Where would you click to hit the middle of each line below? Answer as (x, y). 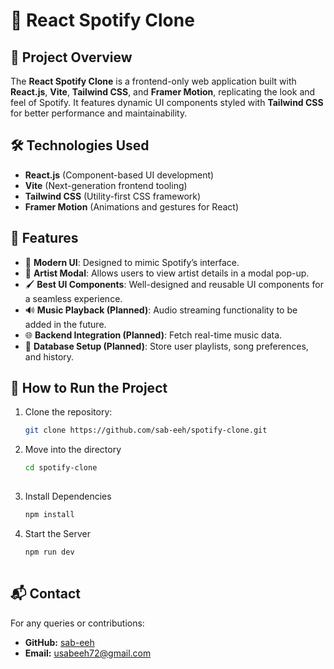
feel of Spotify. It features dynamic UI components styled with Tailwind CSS (167, 102)
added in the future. (65, 324)
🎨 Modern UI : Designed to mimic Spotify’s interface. (132, 262)
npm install (49, 515)
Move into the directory (73, 450)
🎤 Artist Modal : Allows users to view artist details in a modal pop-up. (167, 273)
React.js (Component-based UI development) (119, 175)
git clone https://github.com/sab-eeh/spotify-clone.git (146, 430)
